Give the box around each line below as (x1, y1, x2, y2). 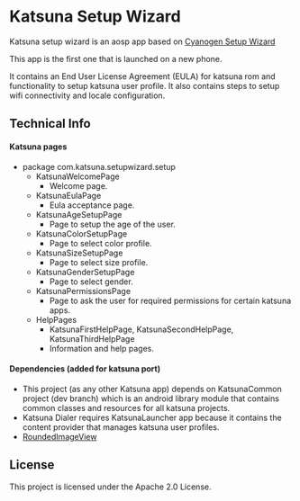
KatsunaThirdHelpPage (49, 333, 135, 344)
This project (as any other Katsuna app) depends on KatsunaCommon (22, 383, 282, 394)
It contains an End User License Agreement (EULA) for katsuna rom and (9, 70, 277, 82)
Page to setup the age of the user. (49, 219, 176, 229)
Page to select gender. (49, 276, 133, 287)
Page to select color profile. (49, 237, 152, 248)
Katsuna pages (9, 141, 68, 152)
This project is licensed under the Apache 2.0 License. (9, 481, 212, 492)
